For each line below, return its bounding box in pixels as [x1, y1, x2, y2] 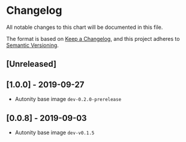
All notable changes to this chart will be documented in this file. [6, 23, 163, 31]
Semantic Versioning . [6, 42, 59, 49]
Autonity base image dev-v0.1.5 [14, 129, 95, 136]
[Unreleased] [6, 59, 57, 69]
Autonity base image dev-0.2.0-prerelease [14, 96, 122, 103]
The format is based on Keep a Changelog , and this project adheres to [6, 35, 180, 42]
